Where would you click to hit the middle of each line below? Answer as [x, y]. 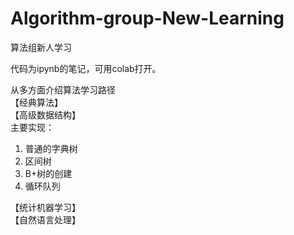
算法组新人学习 [41, 47]
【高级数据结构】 [45, 114]
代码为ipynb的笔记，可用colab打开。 [86, 68]
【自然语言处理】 [45, 219]
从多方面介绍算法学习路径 [63, 89]
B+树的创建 [48, 173]
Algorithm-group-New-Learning [147, 18]
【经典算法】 [36, 102]
